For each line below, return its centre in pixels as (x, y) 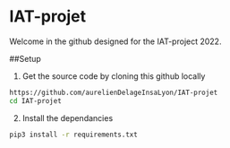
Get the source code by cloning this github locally (114, 76)
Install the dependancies (68, 118)
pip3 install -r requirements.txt (74, 135)
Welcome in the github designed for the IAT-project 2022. (115, 41)
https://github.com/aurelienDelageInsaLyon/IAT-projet (114, 92)
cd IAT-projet (36, 100)
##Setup (26, 58)
